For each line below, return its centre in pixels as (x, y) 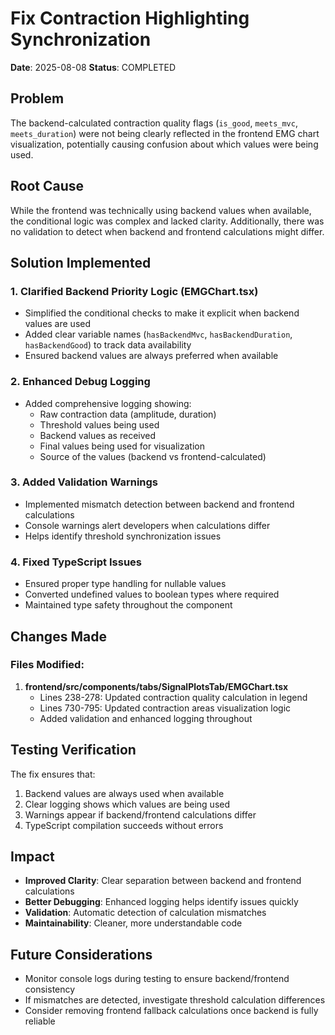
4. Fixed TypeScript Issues (76, 562)
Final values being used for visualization (122, 446)
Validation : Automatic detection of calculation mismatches (145, 913)
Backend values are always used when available (124, 793)
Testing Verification (73, 750)
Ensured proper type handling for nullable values (125, 584)
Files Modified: (47, 665)
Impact (32, 857)
